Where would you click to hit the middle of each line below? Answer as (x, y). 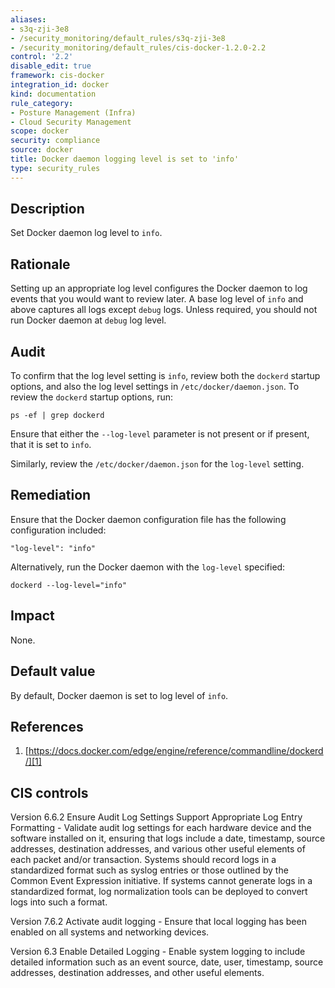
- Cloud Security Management (71, 122)
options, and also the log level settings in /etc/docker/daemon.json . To (155, 387)
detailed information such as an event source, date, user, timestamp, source (167, 962)
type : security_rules (55, 168)
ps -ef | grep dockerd (57, 416)
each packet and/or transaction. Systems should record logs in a (143, 860)
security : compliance (55, 141)
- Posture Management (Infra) (73, 112)
